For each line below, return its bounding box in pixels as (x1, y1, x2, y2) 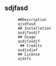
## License (17, 52, 40, 57)
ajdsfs (17, 56, 31, 61)
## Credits (20, 43, 42, 48)
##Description (17, 17, 47, 22)
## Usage (17, 34, 36, 39)
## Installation (17, 26, 51, 31)
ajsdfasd (17, 21, 36, 26)
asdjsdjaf (17, 47, 38, 53)
